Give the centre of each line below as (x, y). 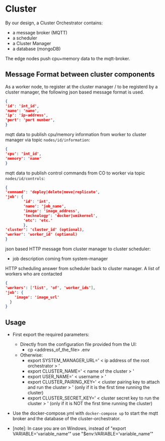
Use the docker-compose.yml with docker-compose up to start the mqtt (85, 413)
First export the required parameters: (51, 335)
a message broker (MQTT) (40, 32)
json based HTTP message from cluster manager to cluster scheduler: (78, 249)
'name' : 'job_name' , (45, 206)
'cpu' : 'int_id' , (23, 154)
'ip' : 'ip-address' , (27, 115)
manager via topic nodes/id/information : (48, 140)
